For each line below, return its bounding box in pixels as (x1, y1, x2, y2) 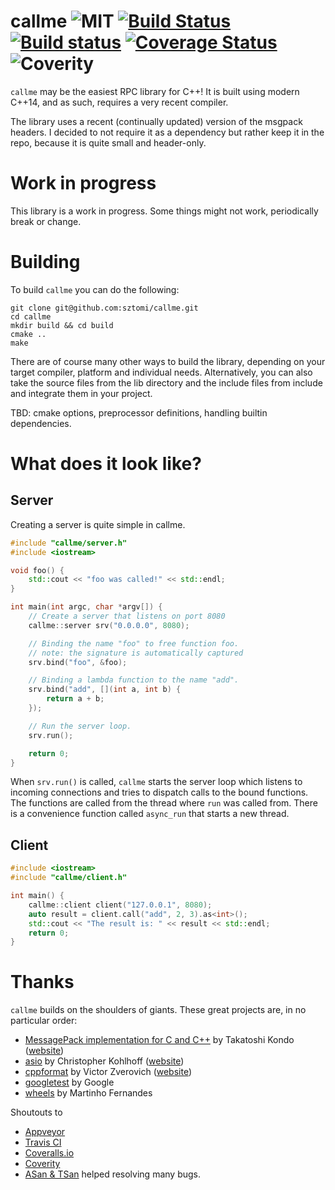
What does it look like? (10, 453, 202, 475)
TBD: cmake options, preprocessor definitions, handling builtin (10, 406, 268, 419)
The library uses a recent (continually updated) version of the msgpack (10, 115, 303, 127)
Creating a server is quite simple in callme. (10, 518, 186, 530)
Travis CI (24, 1136, 62, 1149)
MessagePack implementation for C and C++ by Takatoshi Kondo (24, 1034, 295, 1046)
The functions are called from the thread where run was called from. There (10, 797, 318, 809)
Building (10, 251, 81, 274)
